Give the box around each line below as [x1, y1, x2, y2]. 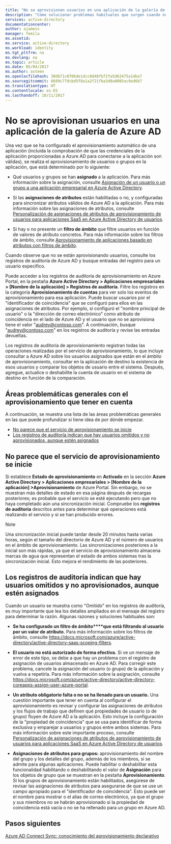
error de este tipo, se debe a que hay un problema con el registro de [12, 654, 156, 661]
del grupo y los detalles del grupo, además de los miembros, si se [12, 755, 151, 762]
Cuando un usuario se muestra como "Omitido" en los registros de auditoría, [5, 602, 165, 609]
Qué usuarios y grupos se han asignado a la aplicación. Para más [12, 174, 151, 180]
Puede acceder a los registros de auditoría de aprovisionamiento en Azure [5, 273, 161, 279]
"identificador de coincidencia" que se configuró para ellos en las [5, 300, 143, 306]
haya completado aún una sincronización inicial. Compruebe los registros [5, 500, 160, 507]
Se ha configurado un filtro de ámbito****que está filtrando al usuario [12, 623, 164, 629]
